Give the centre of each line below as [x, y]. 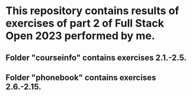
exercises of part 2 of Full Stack [85, 23]
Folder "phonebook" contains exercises [81, 77]
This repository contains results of [92, 11]
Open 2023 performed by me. [80, 36]
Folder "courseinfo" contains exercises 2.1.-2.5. [96, 57]
